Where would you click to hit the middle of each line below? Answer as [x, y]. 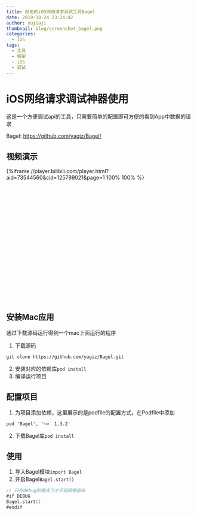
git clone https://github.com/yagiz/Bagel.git [65, 357]
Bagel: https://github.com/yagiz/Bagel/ [54, 136]
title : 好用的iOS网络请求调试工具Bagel [51, 12]
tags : [13, 46]
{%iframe [18, 171]
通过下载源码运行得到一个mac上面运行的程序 [61, 332]
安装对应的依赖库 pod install [50, 368]
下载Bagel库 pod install [44, 435]
